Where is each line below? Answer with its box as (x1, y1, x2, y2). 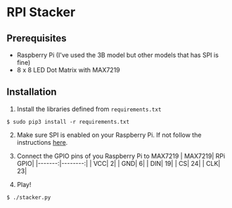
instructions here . (16, 138, 68, 146)
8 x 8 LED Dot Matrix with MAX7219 (16, 66, 120, 74)
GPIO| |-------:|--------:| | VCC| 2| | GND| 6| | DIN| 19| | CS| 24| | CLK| (16, 159, 221, 167)
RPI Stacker (6, 4, 76, 20)
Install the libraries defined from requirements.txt (16, 105, 162, 113)
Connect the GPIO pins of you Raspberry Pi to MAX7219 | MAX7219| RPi (16, 152, 226, 160)
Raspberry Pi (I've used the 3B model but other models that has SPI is (16, 51, 219, 59)
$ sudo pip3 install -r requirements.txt (6, 118, 130, 125)
